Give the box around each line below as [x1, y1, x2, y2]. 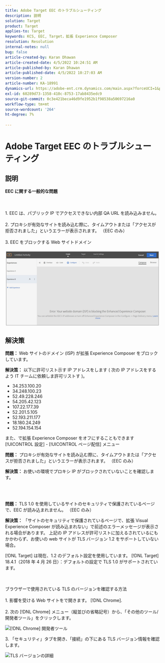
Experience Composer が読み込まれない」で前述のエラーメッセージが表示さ [5, 524, 159, 530]
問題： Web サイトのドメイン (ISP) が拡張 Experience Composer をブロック [5, 351, 158, 356]
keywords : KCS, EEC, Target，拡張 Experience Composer [5, 34, 117, 39]
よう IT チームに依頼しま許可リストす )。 [5, 373, 87, 379]
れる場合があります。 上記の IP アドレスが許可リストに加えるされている [5, 530, 150, 536]
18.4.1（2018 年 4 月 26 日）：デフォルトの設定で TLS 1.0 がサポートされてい [5, 559, 158, 565]
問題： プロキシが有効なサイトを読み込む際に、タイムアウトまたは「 [5, 452, 144, 458]
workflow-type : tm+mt [5, 102, 50, 107]
